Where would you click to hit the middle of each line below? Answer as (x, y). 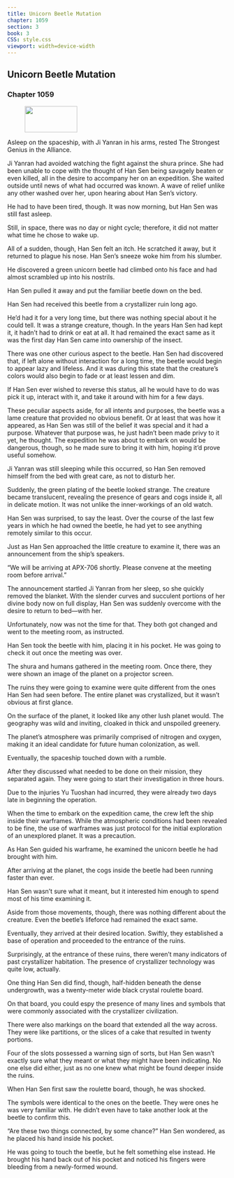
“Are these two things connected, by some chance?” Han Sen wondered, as (116, 1130)
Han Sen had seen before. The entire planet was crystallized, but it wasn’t (114, 694)
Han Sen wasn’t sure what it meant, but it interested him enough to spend (113, 891)
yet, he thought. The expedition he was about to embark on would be (107, 440)
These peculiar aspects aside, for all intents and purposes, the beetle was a (116, 410)
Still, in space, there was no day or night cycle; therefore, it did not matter (113, 227)
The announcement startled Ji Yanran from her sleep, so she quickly (106, 588)
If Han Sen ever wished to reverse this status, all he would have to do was (114, 389)
